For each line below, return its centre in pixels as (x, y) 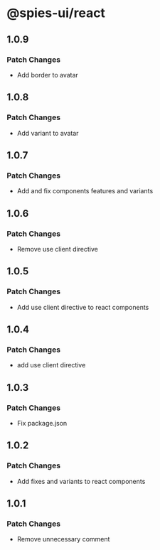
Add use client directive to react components (83, 307)
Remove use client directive (58, 249)
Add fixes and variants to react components (81, 481)
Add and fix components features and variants (85, 191)
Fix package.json (42, 423)
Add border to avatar (48, 75)
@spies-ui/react (56, 13)
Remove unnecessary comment (63, 539)
